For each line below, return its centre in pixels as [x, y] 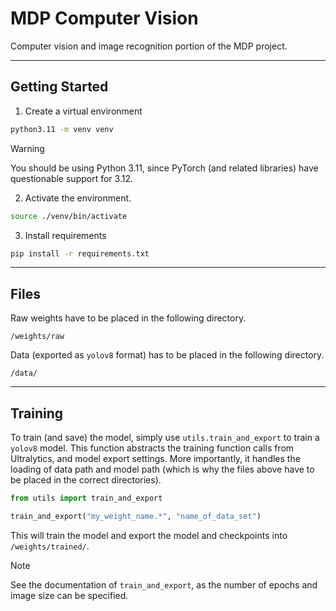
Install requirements [65, 235]
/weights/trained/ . [50, 546]
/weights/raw [37, 337]
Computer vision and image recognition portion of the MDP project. [149, 46]
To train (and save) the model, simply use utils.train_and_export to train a [165, 437]
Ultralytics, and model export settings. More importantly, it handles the [155, 458]
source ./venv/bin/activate [69, 216]
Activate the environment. [78, 198]
